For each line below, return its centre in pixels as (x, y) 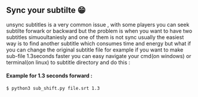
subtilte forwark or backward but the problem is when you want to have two (99, 31)
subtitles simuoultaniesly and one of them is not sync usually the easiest (95, 37)
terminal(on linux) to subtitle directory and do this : (68, 62)
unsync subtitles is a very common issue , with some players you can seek (98, 24)
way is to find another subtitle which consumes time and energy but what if (99, 43)
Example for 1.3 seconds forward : (49, 76)
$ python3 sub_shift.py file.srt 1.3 (53, 89)
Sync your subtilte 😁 (46, 10)
